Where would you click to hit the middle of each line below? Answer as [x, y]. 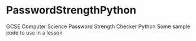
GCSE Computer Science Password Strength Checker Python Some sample [98, 26]
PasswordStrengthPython [71, 10]
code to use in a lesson [35, 32]
